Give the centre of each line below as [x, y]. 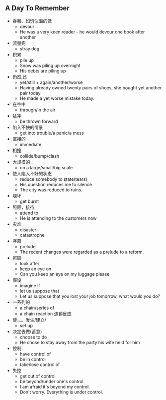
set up [26, 325]
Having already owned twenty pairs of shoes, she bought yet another [91, 87]
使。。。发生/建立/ [29, 320]
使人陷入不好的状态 [32, 173]
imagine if [30, 285]
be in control [33, 359]
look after [30, 263]
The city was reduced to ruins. [51, 190]
